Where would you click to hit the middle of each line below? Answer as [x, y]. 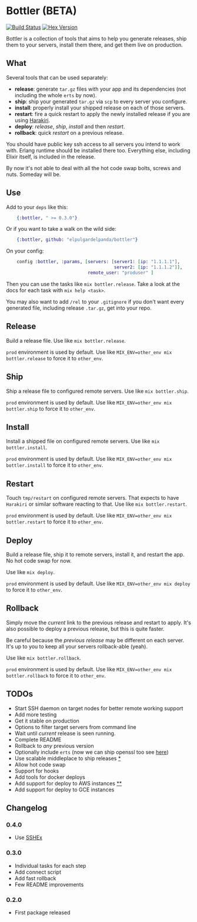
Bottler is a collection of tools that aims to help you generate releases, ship [96, 38]
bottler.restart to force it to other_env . [55, 522]
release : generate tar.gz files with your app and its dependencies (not [100, 89]
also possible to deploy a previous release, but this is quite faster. [85, 629]
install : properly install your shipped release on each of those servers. [100, 108]
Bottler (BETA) [42, 11]
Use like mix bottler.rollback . [44, 658]
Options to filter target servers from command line [75, 727]
